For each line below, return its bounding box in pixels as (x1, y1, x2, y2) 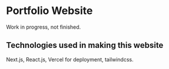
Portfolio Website (6, 4, 93, 18)
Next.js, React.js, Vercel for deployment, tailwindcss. (6, 56, 134, 63)
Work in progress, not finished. (6, 23, 81, 30)
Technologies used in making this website (6, 40, 164, 50)
